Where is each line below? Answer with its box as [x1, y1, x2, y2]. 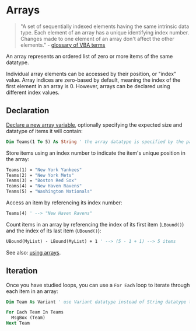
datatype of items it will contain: [6, 127, 83, 134]
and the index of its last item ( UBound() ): [6, 227, 101, 234]
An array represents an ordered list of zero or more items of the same [6, 53, 173, 60]
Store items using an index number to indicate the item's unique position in [6, 149, 185, 156]
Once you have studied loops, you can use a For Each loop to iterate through [6, 281, 190, 288]
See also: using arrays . [6, 249, 61, 256]
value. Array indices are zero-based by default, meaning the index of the [6, 76, 181, 83]
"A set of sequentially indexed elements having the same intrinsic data [20, 23, 190, 30]
